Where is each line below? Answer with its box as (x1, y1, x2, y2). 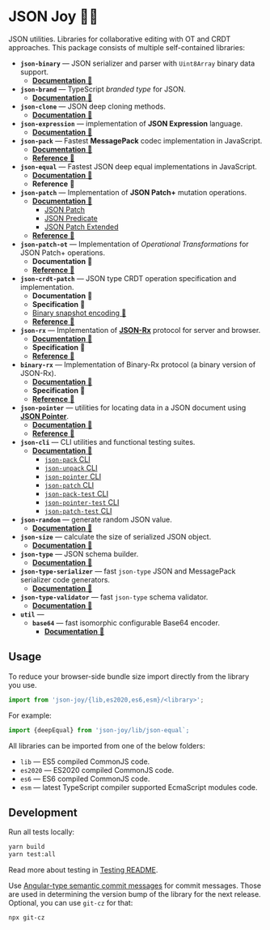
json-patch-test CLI (44, 506, 112, 515)
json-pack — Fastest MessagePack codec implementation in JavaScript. (19, 135, 263, 145)
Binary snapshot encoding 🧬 (32, 308, 127, 318)
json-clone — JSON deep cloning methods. (19, 101, 166, 111)
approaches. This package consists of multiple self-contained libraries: (8, 42, 245, 52)
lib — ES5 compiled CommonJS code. (19, 757, 150, 766)
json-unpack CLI (44, 463, 98, 472)
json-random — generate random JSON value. (19, 514, 172, 524)
